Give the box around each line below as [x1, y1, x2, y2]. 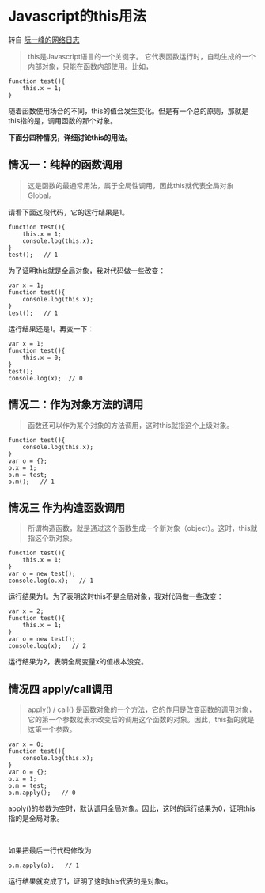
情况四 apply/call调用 [8, 682, 113, 696]
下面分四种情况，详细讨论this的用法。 [8, 132, 132, 142]
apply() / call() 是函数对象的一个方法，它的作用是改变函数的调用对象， [27, 705, 256, 714]
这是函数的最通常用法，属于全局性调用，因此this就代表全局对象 [27, 180, 234, 190]
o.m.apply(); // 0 [8, 789, 77, 797]
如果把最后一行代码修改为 [8, 846, 92, 855]
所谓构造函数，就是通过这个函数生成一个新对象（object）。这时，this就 [27, 524, 258, 533]
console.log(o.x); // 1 [8, 577, 93, 585]
